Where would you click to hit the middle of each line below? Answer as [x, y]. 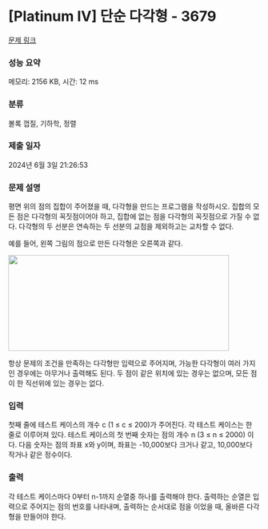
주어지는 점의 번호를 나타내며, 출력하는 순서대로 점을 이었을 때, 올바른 [137, 506]
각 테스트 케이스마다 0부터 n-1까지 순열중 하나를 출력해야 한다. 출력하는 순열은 [130, 496]
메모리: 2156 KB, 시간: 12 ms [53, 82]
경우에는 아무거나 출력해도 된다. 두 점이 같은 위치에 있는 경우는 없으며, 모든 [133, 373]
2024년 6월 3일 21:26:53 [48, 165]
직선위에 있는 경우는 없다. [65, 384]
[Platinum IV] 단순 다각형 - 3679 [112, 16]
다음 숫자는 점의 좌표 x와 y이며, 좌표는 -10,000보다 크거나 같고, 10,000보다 [136, 445]
